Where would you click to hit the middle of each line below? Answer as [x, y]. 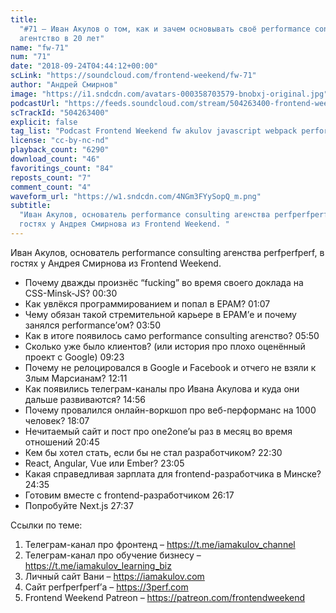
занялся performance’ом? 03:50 [92, 325]
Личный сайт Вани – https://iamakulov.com [114, 576]
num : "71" [31, 57]
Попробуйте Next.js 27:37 [79, 505]
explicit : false [44, 122]
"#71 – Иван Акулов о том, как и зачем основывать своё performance [165, 29]
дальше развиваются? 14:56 [85, 399]
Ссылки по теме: [46, 525]
